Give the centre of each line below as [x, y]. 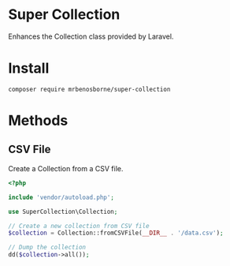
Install [29, 68]
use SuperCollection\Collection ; [63, 212]
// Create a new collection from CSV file [79, 226]
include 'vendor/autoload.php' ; [61, 197]
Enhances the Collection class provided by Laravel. [91, 36]
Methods [38, 121]
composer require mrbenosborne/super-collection [89, 89]
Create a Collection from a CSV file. [66, 168]
